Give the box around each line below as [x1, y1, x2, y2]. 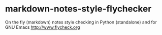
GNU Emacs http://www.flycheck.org [5, 24, 80, 30]
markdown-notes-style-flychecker [5, 3, 152, 14]
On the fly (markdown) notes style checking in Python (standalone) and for [5, 19, 157, 25]
